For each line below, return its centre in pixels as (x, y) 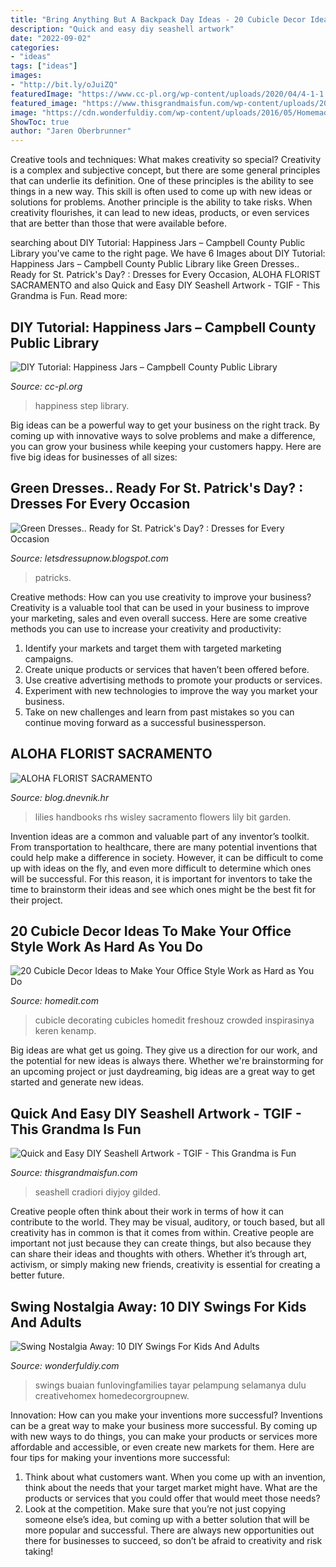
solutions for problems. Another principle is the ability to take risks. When (161, 202)
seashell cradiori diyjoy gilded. (97, 1192)
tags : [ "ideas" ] (44, 66)
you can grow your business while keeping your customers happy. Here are (166, 446)
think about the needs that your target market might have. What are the (171, 1487)
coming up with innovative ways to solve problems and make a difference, (163, 435)
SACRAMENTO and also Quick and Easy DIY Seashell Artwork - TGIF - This (165, 285)
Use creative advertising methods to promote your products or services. (173, 680)
